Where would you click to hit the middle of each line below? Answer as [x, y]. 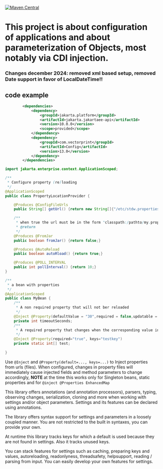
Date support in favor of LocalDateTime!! [54, 79]
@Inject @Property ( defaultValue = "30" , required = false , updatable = [86, 316]
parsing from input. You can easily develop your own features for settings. [79, 461]
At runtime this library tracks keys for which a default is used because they [80, 436]
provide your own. [23, 427]
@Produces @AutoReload [37, 249]
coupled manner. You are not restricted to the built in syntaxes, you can [76, 422]
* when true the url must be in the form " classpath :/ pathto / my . [83, 223]
